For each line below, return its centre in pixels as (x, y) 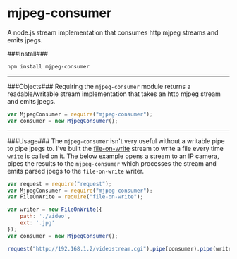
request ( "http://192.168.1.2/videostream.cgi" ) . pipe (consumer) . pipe (110, 248)
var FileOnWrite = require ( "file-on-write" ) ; (75, 197)
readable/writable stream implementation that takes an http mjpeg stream (114, 94)
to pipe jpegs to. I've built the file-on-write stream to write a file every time (115, 148)
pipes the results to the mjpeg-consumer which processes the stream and (112, 163)
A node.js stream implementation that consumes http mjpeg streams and (113, 32)
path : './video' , (45, 217)
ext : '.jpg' (37, 223)
